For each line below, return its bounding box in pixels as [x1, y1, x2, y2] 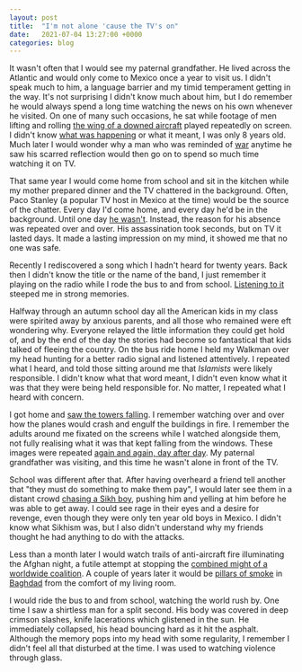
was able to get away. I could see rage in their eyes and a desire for [9, 503, 260, 514]
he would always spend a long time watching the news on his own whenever [9, 101, 293, 112]
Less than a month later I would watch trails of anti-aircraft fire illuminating [9, 549, 285, 560]
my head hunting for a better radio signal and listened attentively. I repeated [9, 354, 290, 365]
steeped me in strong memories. [9, 288, 130, 299]
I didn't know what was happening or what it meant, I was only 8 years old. [9, 129, 286, 140]
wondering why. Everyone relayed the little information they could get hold [9, 325, 285, 336]
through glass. [9, 652, 63, 663]
